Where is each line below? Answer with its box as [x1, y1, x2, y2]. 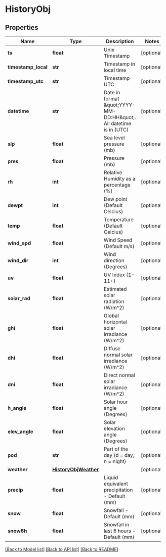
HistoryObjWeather [52, 466, 99, 473]
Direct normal [103, 372, 135, 378]
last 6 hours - [103, 527, 136, 534]
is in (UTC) [103, 126, 129, 133]
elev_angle [7, 428, 34, 435]
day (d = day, [103, 452, 134, 458]
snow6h [7, 527, 27, 534]
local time [103, 67, 126, 73]
